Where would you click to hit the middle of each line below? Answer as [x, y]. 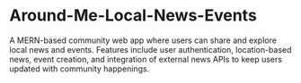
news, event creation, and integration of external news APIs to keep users [146, 59]
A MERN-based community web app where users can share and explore [143, 40]
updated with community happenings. [80, 69]
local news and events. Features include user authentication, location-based [150, 49]
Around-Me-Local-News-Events [133, 16]
